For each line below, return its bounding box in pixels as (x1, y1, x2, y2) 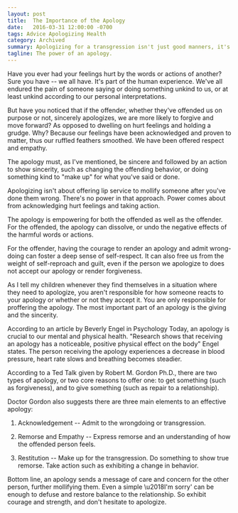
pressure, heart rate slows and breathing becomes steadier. (7, 355, 183, 363)
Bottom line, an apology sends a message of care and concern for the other (7, 475, 229, 483)
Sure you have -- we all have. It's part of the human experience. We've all (7, 77, 222, 85)
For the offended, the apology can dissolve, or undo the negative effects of (7, 222, 227, 231)
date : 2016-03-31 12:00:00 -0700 (7, 23, 113, 31)
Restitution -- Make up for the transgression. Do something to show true (17, 453, 229, 462)
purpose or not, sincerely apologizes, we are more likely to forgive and (7, 113, 214, 121)
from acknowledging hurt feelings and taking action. (7, 201, 161, 210)
